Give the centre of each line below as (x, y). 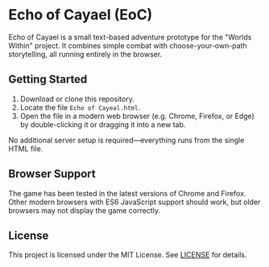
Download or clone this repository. (77, 99)
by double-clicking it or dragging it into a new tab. (103, 124)
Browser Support (52, 174)
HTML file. (26, 148)
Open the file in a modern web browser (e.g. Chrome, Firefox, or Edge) (137, 116)
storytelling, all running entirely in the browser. (85, 54)
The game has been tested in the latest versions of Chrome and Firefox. (127, 193)
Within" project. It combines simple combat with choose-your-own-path (128, 45)
